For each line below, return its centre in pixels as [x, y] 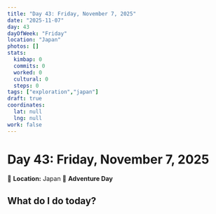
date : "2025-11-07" [36, 20]
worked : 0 [28, 72]
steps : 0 [26, 86]
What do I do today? [52, 201]
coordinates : [26, 105]
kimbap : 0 [28, 60]
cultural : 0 [31, 79]
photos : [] [23, 46]
